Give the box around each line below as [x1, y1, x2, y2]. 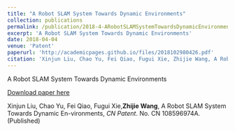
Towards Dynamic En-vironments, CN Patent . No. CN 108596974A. [7, 109, 201, 117]
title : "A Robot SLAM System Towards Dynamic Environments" [7, 10, 187, 17]
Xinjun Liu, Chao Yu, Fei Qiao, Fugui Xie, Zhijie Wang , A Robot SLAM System [7, 102, 227, 110]
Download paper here [7, 88, 70, 96]
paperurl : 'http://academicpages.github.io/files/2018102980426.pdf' [7, 49, 215, 56]
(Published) [7, 116, 41, 125]
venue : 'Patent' [7, 43, 55, 49]
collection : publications [7, 17, 83, 24]
